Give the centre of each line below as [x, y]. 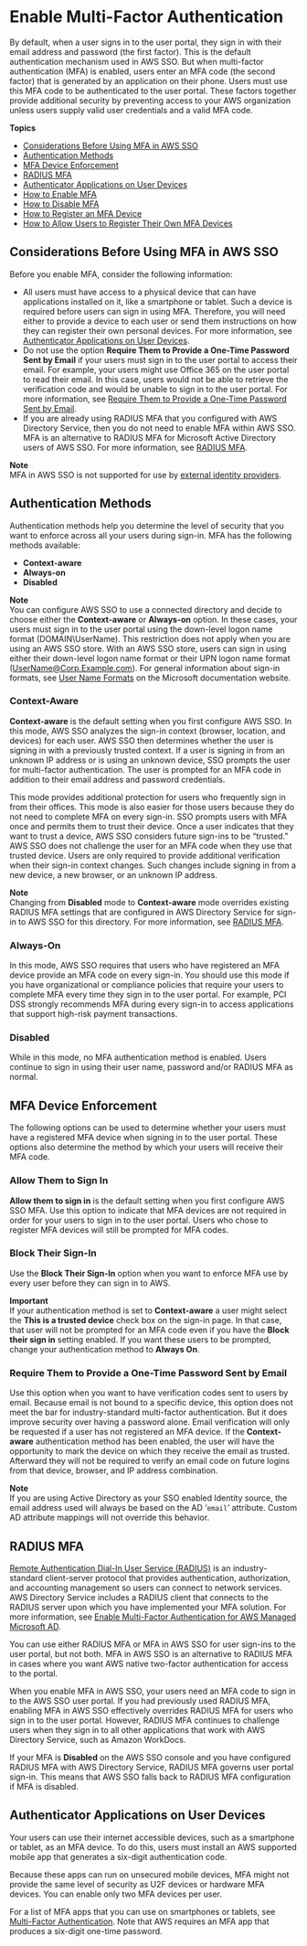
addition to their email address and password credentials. [117, 779]
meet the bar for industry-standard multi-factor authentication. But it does [148, 1412]
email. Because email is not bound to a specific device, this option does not [152, 1403]
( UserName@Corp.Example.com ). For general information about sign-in [145, 668]
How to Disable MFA [61, 204]
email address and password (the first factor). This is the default [130, 51]
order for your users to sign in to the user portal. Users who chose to [139, 1220]
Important [29, 1300]
